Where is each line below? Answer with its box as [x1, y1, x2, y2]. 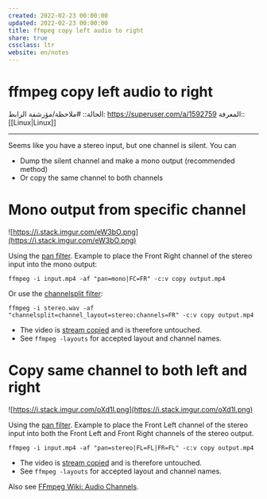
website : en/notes [8, 49, 69, 57]
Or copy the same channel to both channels [19, 173, 164, 182]
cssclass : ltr [8, 41, 56, 49]
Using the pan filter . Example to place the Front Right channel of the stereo [8, 251, 253, 260]
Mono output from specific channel [8, 201, 246, 219]
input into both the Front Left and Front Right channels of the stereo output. [8, 428, 254, 438]
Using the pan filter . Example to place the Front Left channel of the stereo [8, 419, 249, 430]
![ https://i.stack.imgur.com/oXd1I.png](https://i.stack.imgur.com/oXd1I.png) [8, 404, 253, 414]
